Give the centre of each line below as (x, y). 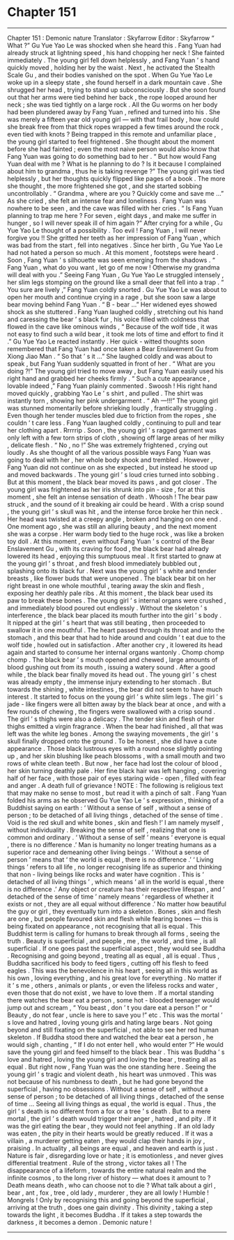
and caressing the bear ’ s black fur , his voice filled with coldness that (108, 319)
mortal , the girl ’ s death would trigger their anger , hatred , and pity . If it (112, 1118)
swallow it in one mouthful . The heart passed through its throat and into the (116, 630)
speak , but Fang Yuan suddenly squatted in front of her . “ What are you (111, 364)
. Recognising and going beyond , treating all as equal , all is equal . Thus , (114, 956)
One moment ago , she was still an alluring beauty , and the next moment (112, 526)
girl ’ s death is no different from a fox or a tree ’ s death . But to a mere (109, 1111)
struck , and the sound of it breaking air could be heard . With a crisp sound (116, 504)
